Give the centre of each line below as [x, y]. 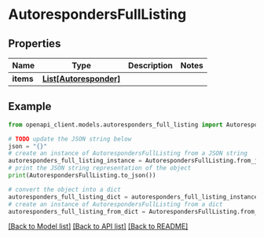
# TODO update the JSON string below [70, 139]
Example [30, 106]
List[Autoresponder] [81, 79]
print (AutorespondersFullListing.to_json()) [82, 176]
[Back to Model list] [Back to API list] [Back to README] [98, 226]
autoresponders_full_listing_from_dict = [77, 211]
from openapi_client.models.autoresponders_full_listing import [115, 124]
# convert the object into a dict [65, 189]
